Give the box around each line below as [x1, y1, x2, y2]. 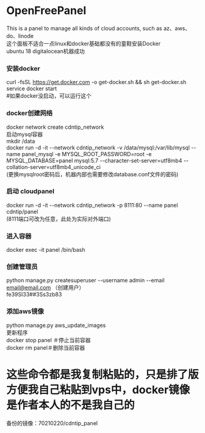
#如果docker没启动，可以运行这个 [6, 92, 92, 99]
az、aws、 [164, 24, 191, 32]
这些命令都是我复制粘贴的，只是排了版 [6, 367, 200, 381]
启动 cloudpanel [6, 187, 55, 196]
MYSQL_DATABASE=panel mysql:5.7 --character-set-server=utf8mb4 [6, 157, 182, 164]
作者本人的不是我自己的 [17, 398, 135, 412]
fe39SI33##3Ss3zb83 [6, 291, 62, 298]
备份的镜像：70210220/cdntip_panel [6, 419, 98, 427]
